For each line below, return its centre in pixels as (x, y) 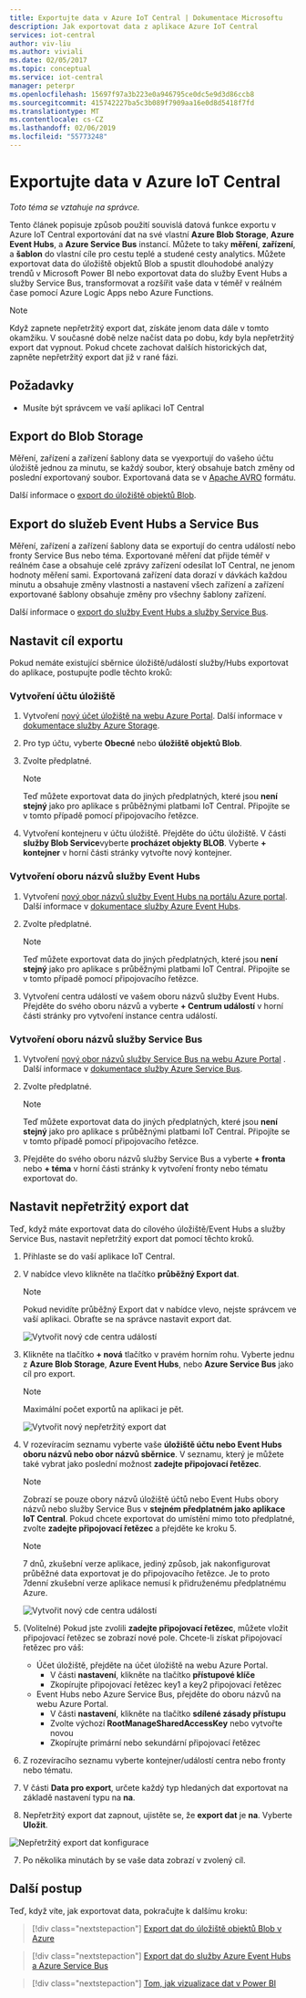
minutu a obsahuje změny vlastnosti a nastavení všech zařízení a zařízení (147, 585)
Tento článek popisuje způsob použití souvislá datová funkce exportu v (143, 224)
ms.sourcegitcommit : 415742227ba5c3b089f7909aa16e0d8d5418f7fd (132, 103)
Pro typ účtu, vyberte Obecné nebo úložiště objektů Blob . (133, 744)
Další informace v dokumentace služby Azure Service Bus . (133, 1068)
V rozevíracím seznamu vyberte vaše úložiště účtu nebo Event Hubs (152, 1444)
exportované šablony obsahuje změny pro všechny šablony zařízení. (138, 595)
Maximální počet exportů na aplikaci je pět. (103, 1409)
